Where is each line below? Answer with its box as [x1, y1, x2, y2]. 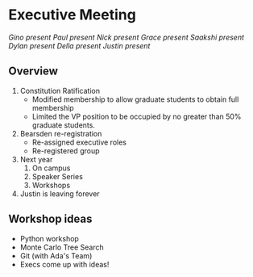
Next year [19, 154, 53, 164]
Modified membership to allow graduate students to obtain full [31, 94, 239, 104]
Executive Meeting [8, 6, 137, 24]
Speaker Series [31, 171, 83, 181]
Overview [8, 65, 59, 78]
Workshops [31, 180, 71, 190]
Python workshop [19, 233, 79, 243]
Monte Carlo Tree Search [19, 242, 104, 252]
